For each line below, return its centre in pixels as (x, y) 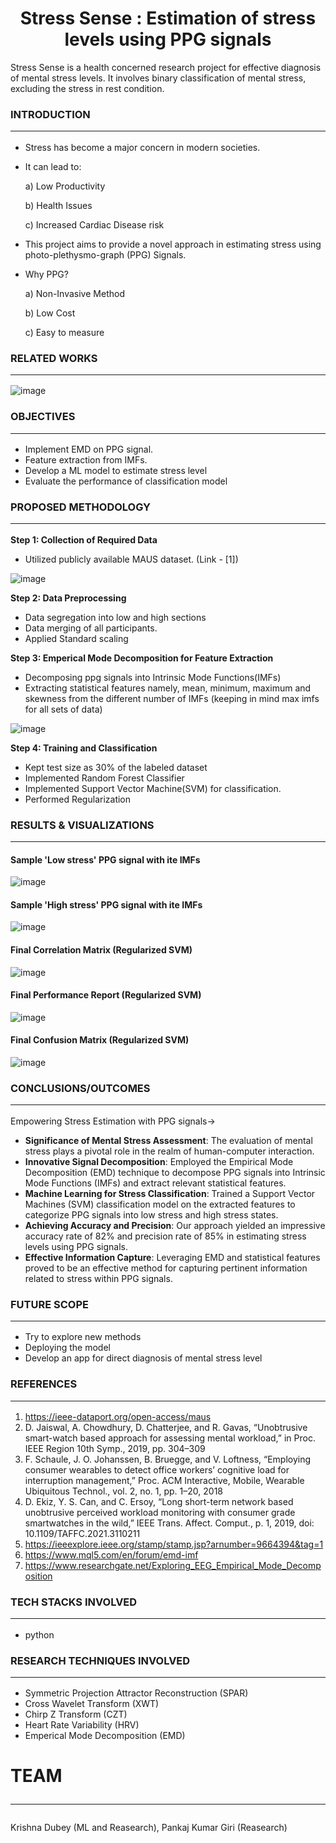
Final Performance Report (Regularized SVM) (106, 995)
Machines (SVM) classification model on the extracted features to (160, 1204)
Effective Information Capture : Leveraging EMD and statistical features (172, 1257)
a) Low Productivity (65, 186)
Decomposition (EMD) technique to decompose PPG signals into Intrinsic (175, 1172)
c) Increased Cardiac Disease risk (94, 224)
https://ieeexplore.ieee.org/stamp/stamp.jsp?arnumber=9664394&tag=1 (174, 1544)
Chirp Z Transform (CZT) (76, 1714)
